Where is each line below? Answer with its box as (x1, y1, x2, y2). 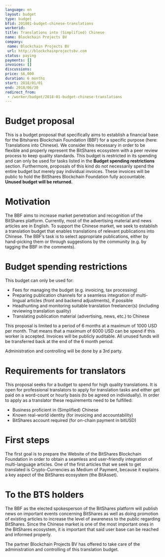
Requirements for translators (5, 365, 126, 377)
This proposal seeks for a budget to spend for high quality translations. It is (5, 382, 158, 387)
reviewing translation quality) (12, 308, 71, 314)
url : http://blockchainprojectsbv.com (7, 48, 87, 53)
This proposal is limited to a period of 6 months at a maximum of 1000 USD (5, 323, 158, 329)
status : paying (5, 53, 36, 58)
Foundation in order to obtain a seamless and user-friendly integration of (5, 456, 153, 462)
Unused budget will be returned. (5, 179, 73, 185)
